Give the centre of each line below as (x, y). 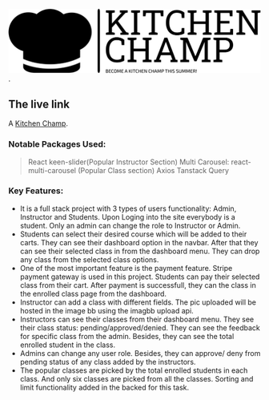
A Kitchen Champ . (38, 123)
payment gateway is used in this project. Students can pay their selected (140, 277)
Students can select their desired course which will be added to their (133, 234)
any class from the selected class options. (89, 259)
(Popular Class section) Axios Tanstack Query (153, 170)
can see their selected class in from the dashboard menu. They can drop (140, 251)
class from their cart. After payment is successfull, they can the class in (138, 285)
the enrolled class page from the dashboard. (93, 293)
